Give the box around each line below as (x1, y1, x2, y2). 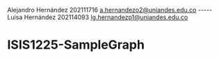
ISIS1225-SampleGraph (7, 37, 145, 53)
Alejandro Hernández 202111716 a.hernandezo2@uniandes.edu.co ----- (7, 6, 213, 14)
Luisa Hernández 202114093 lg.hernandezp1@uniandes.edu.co (7, 13, 188, 21)
